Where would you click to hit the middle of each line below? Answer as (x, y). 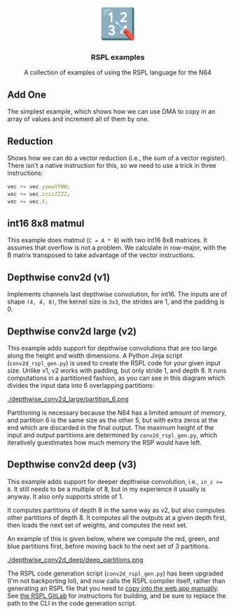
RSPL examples (118, 57)
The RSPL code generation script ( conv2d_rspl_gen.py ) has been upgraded (115, 573)
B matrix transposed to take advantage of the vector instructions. (101, 255)
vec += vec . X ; (28, 202)
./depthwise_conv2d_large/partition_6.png (68, 399)
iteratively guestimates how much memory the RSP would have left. (104, 442)
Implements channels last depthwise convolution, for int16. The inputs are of (117, 294)
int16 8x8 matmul (46, 223)
